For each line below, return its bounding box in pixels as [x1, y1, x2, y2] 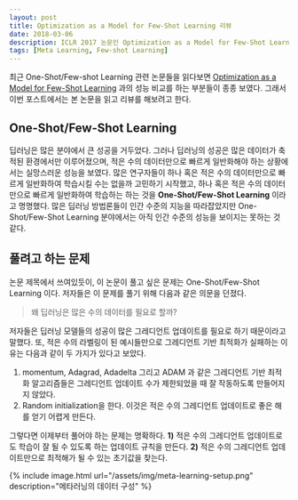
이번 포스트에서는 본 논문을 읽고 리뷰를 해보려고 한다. [9, 94, 192, 105]
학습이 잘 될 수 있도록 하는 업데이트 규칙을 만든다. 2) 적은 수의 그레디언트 [18, 441, 270, 452]
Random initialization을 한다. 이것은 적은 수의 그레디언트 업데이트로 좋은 [21, 399, 273, 410]
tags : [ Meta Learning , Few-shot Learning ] [9, 46, 169, 55]
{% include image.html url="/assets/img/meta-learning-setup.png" [9, 470, 254, 480]
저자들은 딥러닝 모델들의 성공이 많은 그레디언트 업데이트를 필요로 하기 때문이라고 [9, 326, 286, 336]
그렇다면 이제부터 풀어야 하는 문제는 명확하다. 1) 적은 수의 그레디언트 [9, 430, 246, 440]
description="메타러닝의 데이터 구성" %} [9, 480, 153, 491]
